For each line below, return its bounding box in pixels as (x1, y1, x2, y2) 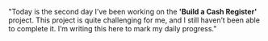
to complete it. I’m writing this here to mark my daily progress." (8, 24, 217, 33)
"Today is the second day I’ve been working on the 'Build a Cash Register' (8, 7, 258, 16)
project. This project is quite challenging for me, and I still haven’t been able (8, 15, 261, 25)
